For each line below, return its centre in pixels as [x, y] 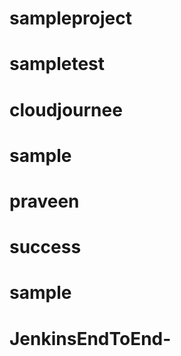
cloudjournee [66, 109]
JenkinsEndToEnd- [90, 338]
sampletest [57, 64]
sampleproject [70, 18]
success [45, 247]
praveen [44, 201]
